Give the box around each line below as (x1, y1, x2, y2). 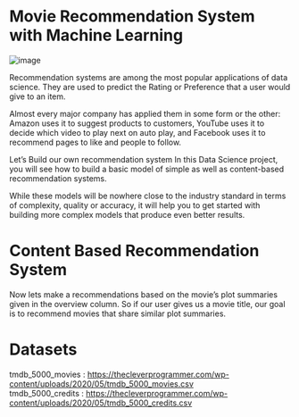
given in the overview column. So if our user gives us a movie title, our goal (9, 298, 286, 309)
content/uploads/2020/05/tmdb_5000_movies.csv (9, 378, 195, 389)
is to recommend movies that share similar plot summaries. (9, 308, 226, 319)
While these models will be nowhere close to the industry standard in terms (9, 190, 287, 201)
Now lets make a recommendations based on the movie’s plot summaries (9, 288, 278, 300)
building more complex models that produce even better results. (9, 209, 245, 220)
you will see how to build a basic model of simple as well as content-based (9, 163, 285, 174)
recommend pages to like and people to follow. (9, 137, 181, 147)
